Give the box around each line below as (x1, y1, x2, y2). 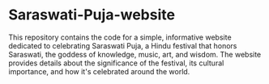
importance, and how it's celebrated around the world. (8, 66, 190, 76)
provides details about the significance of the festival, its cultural (8, 58, 224, 68)
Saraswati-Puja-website (8, 6, 176, 24)
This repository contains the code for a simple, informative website (8, 32, 233, 42)
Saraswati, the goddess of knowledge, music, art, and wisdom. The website (8, 49, 262, 59)
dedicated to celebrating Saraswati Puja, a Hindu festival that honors (8, 40, 237, 50)
